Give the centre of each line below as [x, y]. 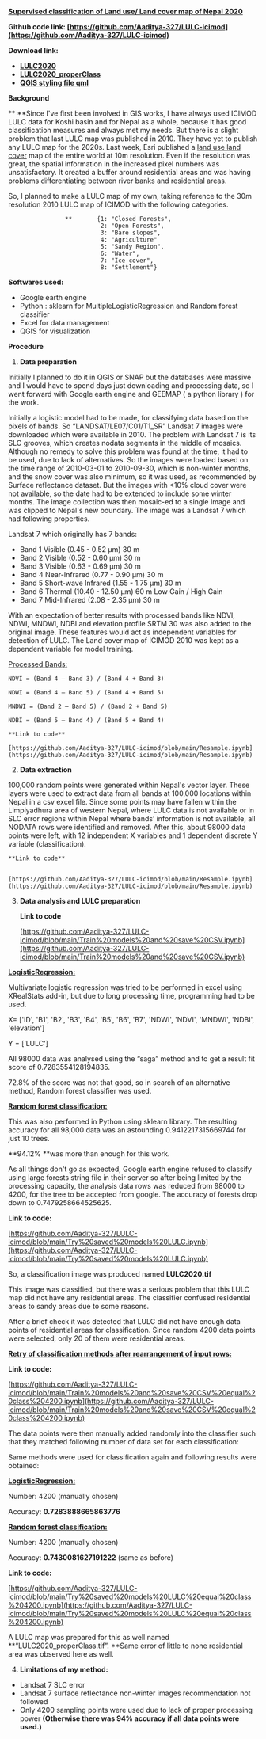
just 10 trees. [29, 1138]
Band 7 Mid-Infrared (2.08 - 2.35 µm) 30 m [89, 600]
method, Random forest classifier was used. [80, 1091]
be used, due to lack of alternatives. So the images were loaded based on [128, 460]
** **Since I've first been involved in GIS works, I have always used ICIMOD [133, 113]
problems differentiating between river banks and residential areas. [118, 181]
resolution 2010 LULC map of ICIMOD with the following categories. [118, 204]
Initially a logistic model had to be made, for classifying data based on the [128, 418]
